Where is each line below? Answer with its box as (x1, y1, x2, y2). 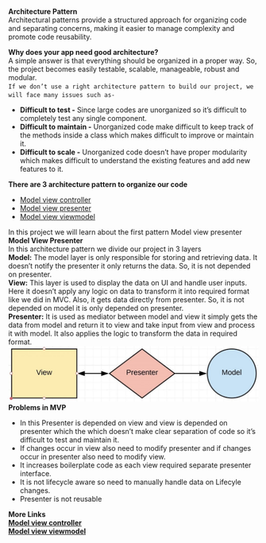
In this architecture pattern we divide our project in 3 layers (8, 244, 202, 254)
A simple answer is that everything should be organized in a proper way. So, (8, 56, 257, 65)
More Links (8, 509, 46, 519)
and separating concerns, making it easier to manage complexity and (8, 24, 235, 33)
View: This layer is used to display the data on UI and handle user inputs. (8, 278, 248, 287)
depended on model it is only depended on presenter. (8, 304, 184, 312)
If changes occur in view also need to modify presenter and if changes (19, 443, 252, 452)
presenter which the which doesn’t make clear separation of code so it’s (19, 426, 256, 436)
